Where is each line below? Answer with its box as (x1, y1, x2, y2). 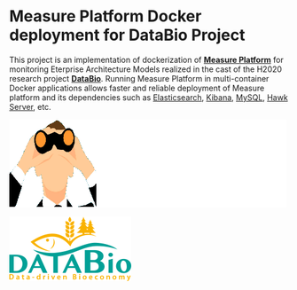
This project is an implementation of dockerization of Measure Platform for (9, 54, 284, 65)
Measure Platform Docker (9, 6, 202, 27)
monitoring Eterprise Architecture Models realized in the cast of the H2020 (9, 64, 282, 74)
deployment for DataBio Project (9, 25, 246, 45)
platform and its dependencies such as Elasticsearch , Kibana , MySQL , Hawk (9, 91, 288, 103)
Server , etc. (9, 101, 51, 112)
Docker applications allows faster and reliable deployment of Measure (9, 82, 265, 93)
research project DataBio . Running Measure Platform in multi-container (9, 73, 270, 83)
